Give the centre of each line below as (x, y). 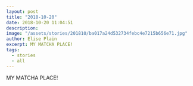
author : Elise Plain (32, 39)
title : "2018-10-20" (32, 17)
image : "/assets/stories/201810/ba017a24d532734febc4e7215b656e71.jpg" (97, 34)
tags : (13, 50)
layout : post (22, 11)
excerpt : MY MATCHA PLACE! (40, 45)
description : (22, 28)
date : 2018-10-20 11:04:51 (40, 22)
